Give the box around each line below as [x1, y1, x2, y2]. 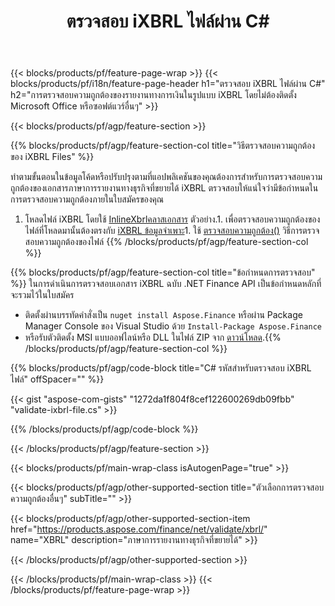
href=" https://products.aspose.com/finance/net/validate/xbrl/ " [10, 523, 268, 535]
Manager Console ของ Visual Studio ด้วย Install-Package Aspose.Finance [24, 320, 322, 332]
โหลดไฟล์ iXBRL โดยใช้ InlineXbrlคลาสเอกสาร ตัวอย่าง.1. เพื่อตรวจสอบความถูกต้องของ [24, 213, 321, 225]
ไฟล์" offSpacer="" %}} [10, 373, 105, 385]
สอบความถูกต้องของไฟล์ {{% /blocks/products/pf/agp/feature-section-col [24, 236, 309, 248]
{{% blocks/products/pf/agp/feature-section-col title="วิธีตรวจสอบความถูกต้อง [10, 140, 316, 152]
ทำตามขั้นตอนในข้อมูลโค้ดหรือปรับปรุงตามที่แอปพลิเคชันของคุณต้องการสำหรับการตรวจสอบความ [10, 171, 323, 183]
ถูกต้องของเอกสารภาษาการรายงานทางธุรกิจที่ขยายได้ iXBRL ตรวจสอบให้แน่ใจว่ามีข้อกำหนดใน [10, 182, 319, 194]
